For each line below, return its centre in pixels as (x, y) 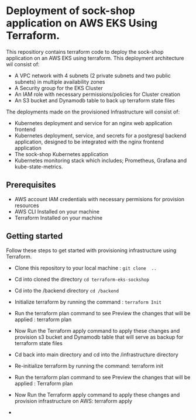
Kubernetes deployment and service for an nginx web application (93, 123)
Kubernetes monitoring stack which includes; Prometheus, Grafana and (101, 160)
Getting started (35, 236)
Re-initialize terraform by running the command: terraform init (89, 366)
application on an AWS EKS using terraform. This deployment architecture (95, 58)
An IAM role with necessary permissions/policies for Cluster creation (97, 94)
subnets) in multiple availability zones (60, 82)
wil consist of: (23, 64)
